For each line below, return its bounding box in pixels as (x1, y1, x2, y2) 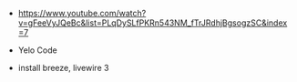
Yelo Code (17, 45, 57, 56)
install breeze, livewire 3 (17, 63, 109, 73)
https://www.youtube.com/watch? (17, 8, 147, 18)
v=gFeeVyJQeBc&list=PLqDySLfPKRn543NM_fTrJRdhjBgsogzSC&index (17, 17, 288, 28)
